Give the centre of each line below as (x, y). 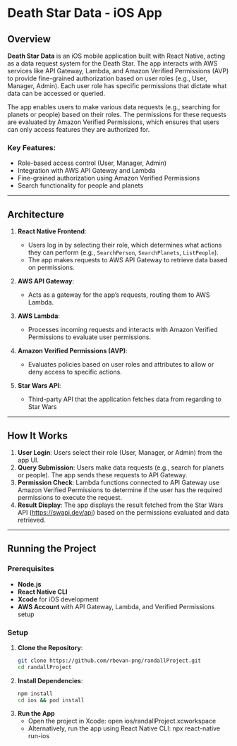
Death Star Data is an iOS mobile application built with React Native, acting (116, 56)
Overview (29, 39)
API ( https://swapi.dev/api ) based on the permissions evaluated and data (123, 512)
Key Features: (32, 147)
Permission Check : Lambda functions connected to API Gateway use (119, 482)
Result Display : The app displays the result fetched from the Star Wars (120, 505)
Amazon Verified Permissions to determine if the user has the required (120, 490)
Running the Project (52, 549)
